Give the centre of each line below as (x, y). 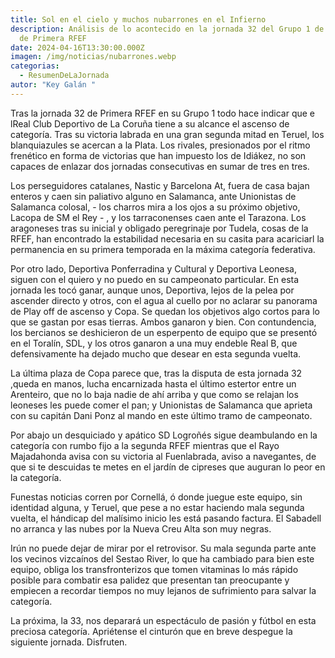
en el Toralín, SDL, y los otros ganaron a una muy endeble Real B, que (154, 343)
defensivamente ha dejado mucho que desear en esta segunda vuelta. (156, 353)
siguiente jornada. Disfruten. (69, 642)
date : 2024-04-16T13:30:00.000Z (77, 47)
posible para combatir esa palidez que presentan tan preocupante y (150, 580)
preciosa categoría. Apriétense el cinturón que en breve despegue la (151, 631)
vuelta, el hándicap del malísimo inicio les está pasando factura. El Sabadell (166, 518)
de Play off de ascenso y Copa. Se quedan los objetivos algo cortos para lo (165, 311)
